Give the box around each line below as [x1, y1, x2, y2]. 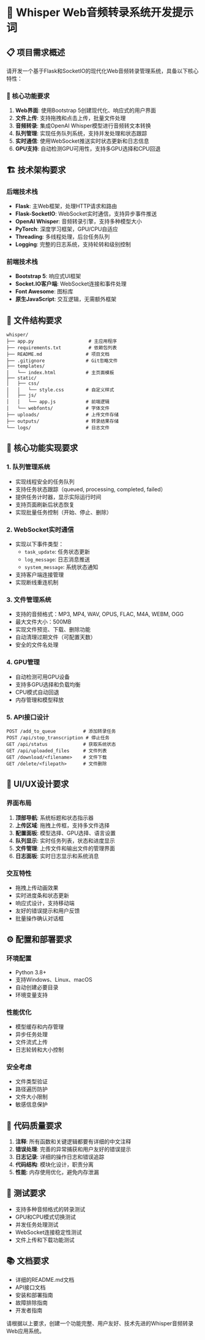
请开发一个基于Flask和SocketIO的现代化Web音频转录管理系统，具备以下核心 [6, 67, 199, 74]
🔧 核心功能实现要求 [6, 443, 78, 453]
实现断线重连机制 [15, 579, 59, 586]
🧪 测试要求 [6, 1188, 46, 1199]
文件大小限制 [15, 1093, 48, 1101]
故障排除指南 [15, 1299, 48, 1306]
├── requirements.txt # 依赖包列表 [6, 345, 117, 351]
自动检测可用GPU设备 [15, 673, 70, 680]
